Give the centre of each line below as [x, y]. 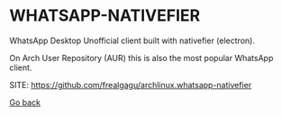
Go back [25, 102]
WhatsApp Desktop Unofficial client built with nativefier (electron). [132, 40]
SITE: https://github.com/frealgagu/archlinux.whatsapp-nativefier [131, 85]
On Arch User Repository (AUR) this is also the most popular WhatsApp [141, 58]
